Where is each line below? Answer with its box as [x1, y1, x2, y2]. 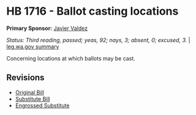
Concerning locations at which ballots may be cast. [6, 54, 136, 62]
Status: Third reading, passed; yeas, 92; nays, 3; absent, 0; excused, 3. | [6, 36, 191, 43]
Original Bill [15, 89, 45, 96]
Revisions [6, 72, 45, 83]
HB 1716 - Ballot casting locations [6, 4, 179, 18]
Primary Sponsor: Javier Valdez [6, 24, 88, 32]
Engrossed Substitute [15, 102, 70, 109]
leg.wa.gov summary [6, 43, 59, 50]
